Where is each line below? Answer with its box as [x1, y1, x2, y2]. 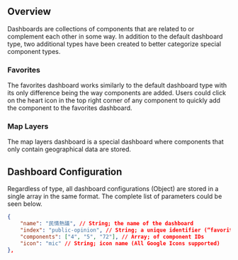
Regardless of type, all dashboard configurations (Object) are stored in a [7, 185, 219, 193]
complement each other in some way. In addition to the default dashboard [7, 32, 223, 40]
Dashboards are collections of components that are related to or [7, 24, 195, 33]
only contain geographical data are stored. [7, 145, 132, 153]
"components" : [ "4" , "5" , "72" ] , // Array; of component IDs [20, 233, 205, 240]
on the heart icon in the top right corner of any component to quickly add [7, 96, 221, 105]
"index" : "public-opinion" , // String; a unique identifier [20, 227, 201, 234]
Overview [7, 6, 52, 18]
